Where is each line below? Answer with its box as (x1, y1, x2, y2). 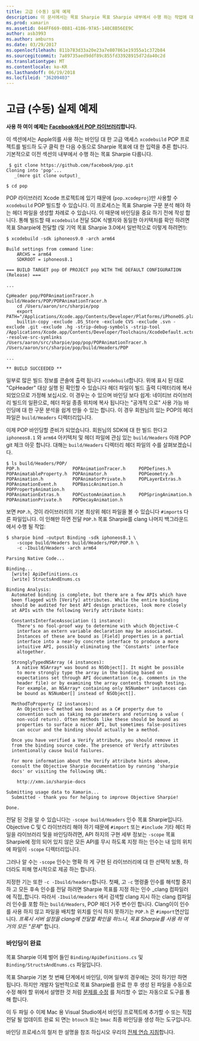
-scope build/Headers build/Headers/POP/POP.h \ (17, 540, 139, 546)
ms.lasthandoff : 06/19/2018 (6, 69, 76, 75)
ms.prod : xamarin (6, 20, 49, 26)
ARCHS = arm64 (17, 252, 52, 258)
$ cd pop (6, 183, 28, 189)
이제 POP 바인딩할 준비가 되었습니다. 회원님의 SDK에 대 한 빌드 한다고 (6, 427, 168, 434)
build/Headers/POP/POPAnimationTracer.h (6, 298, 108, 304)
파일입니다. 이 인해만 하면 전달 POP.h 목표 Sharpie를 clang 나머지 (12, 516, 163, 523)
